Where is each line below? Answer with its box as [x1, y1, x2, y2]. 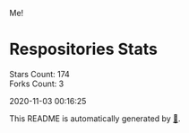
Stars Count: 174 [9, 68, 70, 79]
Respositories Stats [9, 40, 159, 59]
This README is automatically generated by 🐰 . [9, 112, 181, 124]
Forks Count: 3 [9, 78, 64, 89]
